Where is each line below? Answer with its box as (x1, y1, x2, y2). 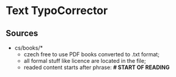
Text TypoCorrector (5, 4, 108, 18)
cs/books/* (14, 44, 43, 51)
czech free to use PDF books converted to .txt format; (23, 51, 160, 58)
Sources (5, 28, 38, 38)
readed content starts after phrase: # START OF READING (23, 64, 170, 71)
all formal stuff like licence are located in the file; (23, 57, 146, 64)
